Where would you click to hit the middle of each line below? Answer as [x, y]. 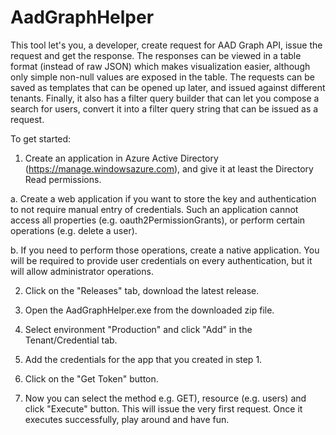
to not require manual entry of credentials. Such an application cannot [154, 209]
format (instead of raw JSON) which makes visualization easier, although [160, 66]
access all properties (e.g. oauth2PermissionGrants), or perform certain [158, 220]
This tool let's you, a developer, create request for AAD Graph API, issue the [166, 45]
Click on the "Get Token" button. [91, 378]
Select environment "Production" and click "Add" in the [138, 329]
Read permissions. [63, 179]
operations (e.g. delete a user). [74, 230]
